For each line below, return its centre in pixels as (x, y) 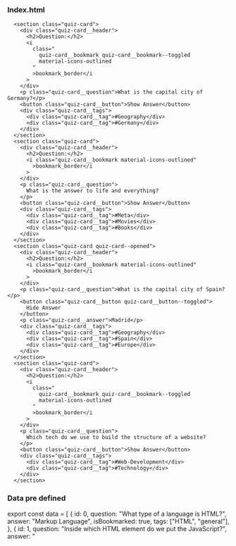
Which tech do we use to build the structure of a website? (116, 438)
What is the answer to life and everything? (92, 191)
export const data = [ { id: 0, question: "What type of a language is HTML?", (117, 514)
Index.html (26, 10)
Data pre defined (37, 498)
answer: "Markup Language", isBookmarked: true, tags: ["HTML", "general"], (118, 521)
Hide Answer (43, 308)
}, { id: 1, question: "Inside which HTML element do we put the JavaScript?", (117, 528)
